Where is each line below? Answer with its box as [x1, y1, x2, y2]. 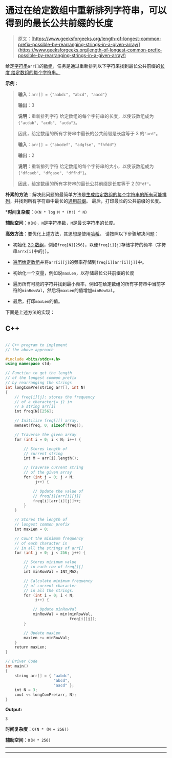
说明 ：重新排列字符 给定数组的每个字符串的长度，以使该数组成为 [17, 113, 154, 119]
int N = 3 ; [14, 688, 38, 693]
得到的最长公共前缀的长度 [5, 17, 114, 29]
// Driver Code [5, 659, 38, 664]
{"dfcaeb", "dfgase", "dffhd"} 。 [17, 169, 90, 175]
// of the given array [24, 470, 72, 475]
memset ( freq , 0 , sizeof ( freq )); [14, 423, 83, 428]
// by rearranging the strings [5, 380, 72, 385]
